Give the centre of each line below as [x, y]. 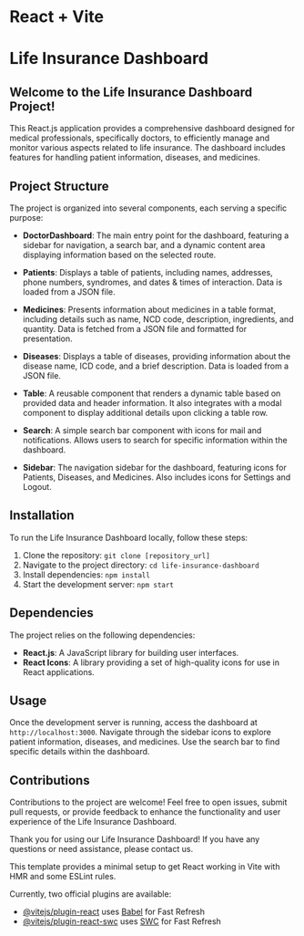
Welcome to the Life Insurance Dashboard [131, 92]
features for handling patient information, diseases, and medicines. [135, 158]
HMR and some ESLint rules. [63, 877]
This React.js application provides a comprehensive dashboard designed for [152, 129]
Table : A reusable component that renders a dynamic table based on [152, 393]
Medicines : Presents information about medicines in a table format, [149, 309]
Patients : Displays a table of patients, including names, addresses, [147, 272]
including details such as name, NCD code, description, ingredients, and [158, 319]
